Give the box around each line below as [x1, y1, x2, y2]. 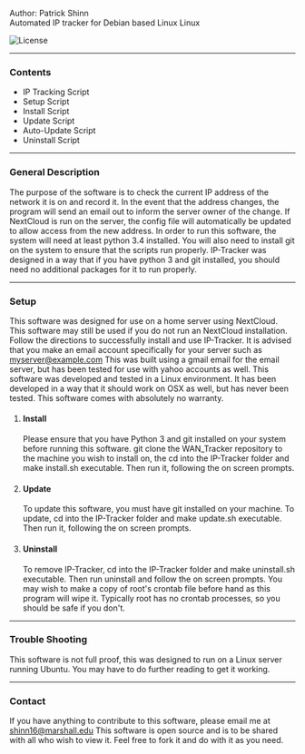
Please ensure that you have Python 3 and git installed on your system [22, 434, 286, 445]
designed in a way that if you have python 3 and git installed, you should [9, 254, 280, 265]
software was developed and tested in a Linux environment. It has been [9, 373, 277, 384]
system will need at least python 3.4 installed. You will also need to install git [9, 235, 295, 246]
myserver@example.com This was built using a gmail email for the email [9, 354, 280, 365]
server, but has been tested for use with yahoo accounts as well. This [9, 363, 270, 375]
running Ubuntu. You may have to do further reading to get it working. [9, 663, 271, 674]
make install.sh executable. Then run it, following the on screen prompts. [22, 463, 295, 474]
